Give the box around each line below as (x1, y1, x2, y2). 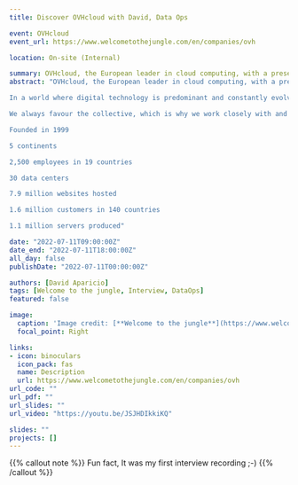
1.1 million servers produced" (9, 222, 125, 231)
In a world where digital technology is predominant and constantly (9, 94, 268, 103)
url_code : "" (9, 385, 58, 394)
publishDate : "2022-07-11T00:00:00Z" (9, 262, 149, 271)
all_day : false (9, 254, 66, 262)
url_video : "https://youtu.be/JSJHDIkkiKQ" (9, 409, 173, 418)
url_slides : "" (9, 401, 66, 410)
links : (9, 343, 34, 352)
